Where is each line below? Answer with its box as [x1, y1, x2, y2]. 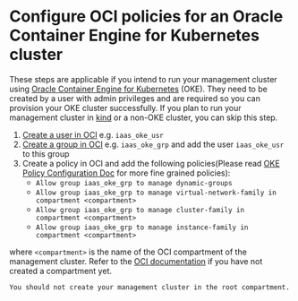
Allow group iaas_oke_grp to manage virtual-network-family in [35, 188, 277, 197]
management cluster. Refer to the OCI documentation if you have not [9, 255, 263, 266]
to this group [21, 148, 70, 159]
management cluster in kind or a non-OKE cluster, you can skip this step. [9, 112, 278, 123]
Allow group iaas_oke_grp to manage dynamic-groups [35, 178, 233, 187]
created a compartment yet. [9, 265, 112, 276]
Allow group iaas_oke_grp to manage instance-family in [35, 222, 249, 232]
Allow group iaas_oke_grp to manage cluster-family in [35, 205, 244, 214]
